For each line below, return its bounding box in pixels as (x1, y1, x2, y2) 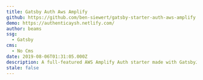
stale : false (6, 64, 39, 71)
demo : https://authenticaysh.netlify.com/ (6, 20, 115, 26)
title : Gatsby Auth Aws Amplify (6, 8, 88, 15)
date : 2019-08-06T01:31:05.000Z (6, 54, 88, 60)
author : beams (6, 25, 42, 32)
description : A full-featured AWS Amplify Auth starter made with (6, 59, 177, 65)
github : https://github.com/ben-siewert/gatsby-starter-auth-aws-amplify (6, 14, 196, 20)
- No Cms (11, 48, 34, 54)
